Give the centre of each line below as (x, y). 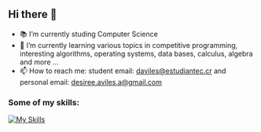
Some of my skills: (44, 102)
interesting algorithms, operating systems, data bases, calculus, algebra (136, 53)
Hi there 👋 (33, 15)
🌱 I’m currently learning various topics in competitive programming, (129, 45)
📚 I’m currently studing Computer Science (89, 34)
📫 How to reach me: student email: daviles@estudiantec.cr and (123, 71)
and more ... (39, 62)
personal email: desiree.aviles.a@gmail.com (91, 82)
